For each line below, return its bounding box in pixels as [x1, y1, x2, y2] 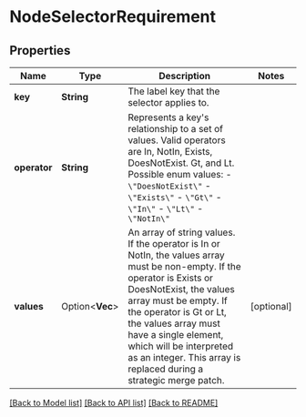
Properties [9, 43, 71, 58]
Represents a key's [127, 111, 209, 124]
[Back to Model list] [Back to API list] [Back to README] [9, 398, 219, 408]
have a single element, [127, 329, 224, 341]
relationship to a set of [127, 123, 223, 135]
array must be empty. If [127, 294, 228, 307]
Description [158, 70, 211, 82]
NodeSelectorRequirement [9, 6, 217, 27]
